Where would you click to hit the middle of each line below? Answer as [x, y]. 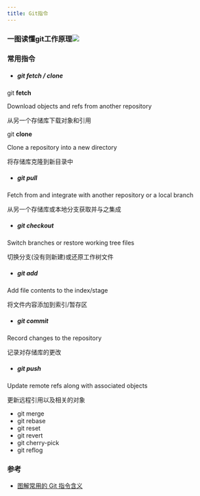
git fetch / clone [40, 76]
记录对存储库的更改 [34, 352]
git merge [30, 414]
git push [29, 368]
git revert [30, 436]
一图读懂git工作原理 [40, 38]
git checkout [35, 225]
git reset [29, 428]
